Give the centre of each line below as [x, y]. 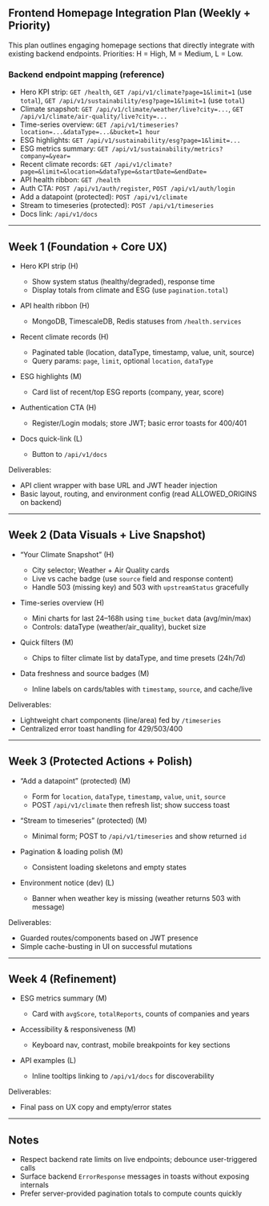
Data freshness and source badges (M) [84, 673]
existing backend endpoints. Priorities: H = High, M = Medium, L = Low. [126, 53]
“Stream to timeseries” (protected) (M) [83, 820]
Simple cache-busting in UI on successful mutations [106, 946]
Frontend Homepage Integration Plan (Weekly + [129, 13]
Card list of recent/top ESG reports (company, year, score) [128, 392]
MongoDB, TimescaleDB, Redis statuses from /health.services [137, 321]
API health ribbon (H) [55, 305]
